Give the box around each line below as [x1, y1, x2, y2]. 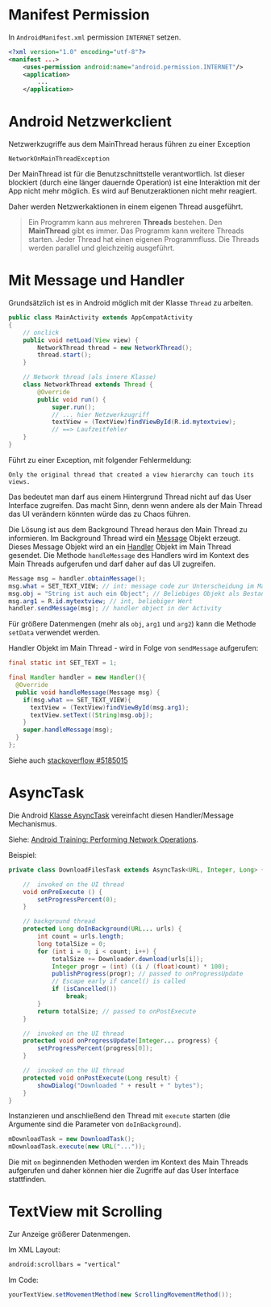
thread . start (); [37, 351, 92, 360]
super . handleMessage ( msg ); [23, 726, 114, 735]
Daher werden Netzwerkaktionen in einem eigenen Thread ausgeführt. [8, 202, 244, 211]
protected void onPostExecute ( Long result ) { [23, 1074, 179, 1082]
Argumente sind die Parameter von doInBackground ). [8, 1119, 181, 1130]
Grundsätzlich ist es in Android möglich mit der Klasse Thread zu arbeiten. [8, 298, 253, 308]
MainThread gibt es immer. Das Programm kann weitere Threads [27, 226, 244, 235]
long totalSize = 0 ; [37, 939, 106, 948]
